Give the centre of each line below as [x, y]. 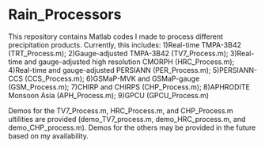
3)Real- [242, 53]
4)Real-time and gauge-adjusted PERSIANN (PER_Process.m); [110, 70]
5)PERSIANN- [235, 70]
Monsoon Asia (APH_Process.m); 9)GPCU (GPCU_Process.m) [109, 95]
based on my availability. [48, 135]
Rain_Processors [65, 15]
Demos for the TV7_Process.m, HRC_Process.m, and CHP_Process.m [121, 110]
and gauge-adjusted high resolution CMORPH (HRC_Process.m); [129, 62]
